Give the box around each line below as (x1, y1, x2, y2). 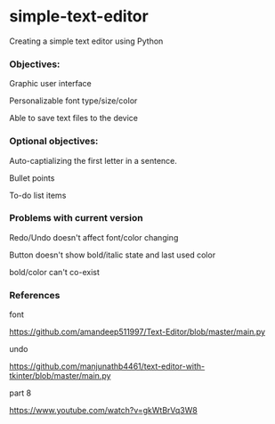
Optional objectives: (9, 135, 99, 148)
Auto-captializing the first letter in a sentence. (9, 155, 178, 166)
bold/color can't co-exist (9, 266, 101, 277)
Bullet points (9, 172, 55, 183)
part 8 (9, 387, 32, 398)
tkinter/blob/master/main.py (9, 371, 111, 381)
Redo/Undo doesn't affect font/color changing (9, 232, 179, 242)
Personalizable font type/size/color (9, 95, 138, 106)
